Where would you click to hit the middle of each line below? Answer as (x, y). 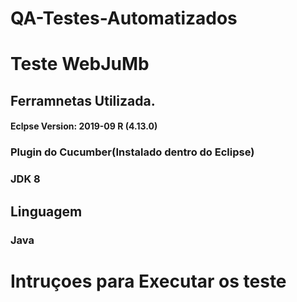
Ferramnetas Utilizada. (83, 100)
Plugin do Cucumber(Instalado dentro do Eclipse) (132, 152)
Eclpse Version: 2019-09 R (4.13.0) (84, 126)
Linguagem (46, 211)
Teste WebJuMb (80, 64)
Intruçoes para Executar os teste (148, 281)
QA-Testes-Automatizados (124, 18)
